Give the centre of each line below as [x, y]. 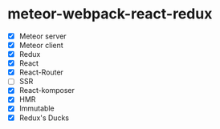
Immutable [37, 108]
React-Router [41, 72]
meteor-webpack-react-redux [110, 14]
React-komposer [47, 91]
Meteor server [43, 36]
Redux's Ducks [44, 118]
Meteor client [41, 45]
